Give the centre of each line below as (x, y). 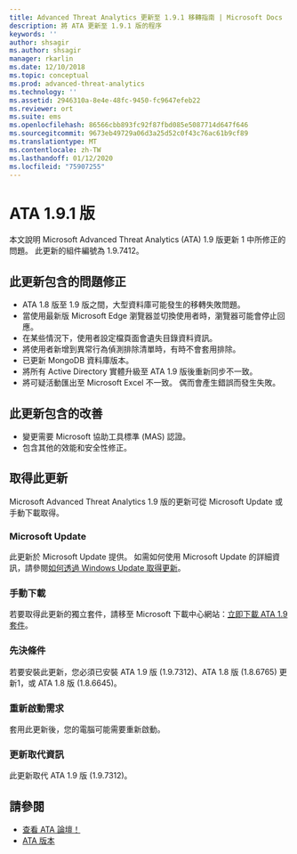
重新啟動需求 (37, 708)
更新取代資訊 (37, 754)
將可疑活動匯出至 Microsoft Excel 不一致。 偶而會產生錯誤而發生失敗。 (151, 383)
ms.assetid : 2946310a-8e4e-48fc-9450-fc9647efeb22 (105, 100)
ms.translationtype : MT (53, 142)
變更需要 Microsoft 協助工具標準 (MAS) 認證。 (106, 436)
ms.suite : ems (36, 117)
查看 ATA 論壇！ (51, 830)
